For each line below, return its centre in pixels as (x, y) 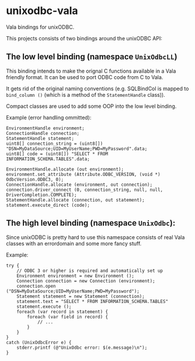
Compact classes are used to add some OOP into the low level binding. (91, 106)
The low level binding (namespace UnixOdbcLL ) (92, 57)
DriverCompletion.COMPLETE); (41, 195)
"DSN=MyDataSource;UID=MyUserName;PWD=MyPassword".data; (77, 149)
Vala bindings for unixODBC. (40, 27)
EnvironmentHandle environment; (45, 128)
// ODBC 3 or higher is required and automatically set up (90, 271)
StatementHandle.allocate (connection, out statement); (75, 200)
